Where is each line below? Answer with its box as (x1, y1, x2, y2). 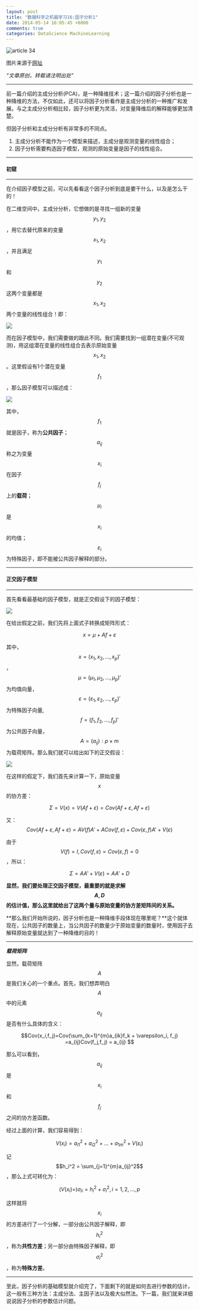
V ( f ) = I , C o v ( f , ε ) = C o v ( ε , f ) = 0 (60, 847, 139, 855)
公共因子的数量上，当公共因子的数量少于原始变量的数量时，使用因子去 (21, 922, 193, 929)
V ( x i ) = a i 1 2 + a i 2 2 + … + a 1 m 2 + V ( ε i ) (55, 1138, 144, 1148)
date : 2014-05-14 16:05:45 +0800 (6, 20, 89, 26)
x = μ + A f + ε (82, 631, 117, 638)
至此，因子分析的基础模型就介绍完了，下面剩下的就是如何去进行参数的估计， (6, 1283, 193, 1290)
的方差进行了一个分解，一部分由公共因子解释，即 (6, 1220, 126, 1227)
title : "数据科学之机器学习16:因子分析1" (6, 14, 98, 20)
